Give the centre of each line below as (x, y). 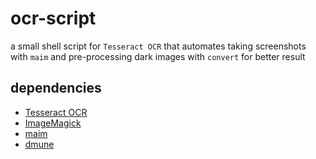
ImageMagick (53, 123)
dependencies (56, 88)
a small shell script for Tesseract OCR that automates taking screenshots (158, 46)
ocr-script (53, 18)
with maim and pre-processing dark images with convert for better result (158, 56)
